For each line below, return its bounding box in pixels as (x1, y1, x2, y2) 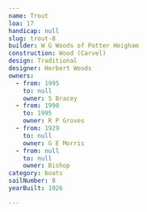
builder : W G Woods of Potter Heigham (8, 42, 139, 50)
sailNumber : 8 (8, 177, 57, 185)
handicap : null (8, 27, 60, 35)
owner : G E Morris (23, 139, 85, 148)
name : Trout (8, 11, 48, 20)
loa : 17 (8, 19, 35, 27)
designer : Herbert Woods (8, 64, 92, 73)
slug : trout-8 (8, 34, 57, 43)
